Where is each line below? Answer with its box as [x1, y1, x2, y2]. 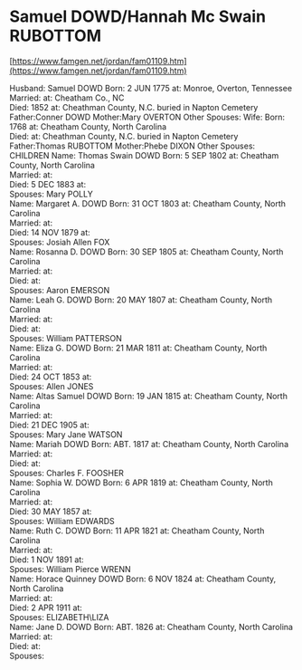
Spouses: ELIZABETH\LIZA [9, 611, 109, 622]
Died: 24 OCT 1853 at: [9, 371, 92, 382]
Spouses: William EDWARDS [9, 515, 115, 526]
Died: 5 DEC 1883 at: [9, 178, 87, 189]
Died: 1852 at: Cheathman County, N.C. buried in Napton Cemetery [9, 101, 259, 112]
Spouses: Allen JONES [9, 380, 94, 391]
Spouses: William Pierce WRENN [9, 563, 131, 574]
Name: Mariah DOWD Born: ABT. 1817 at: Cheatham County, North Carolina [9, 438, 289, 449]
